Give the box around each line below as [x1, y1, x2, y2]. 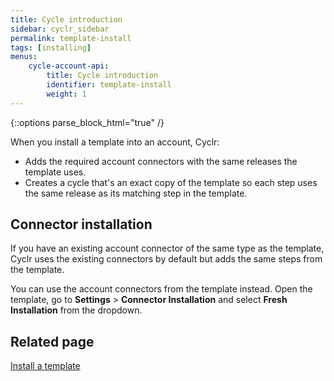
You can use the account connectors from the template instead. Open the [10, 283, 313, 295]
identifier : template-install [46, 80, 172, 90]
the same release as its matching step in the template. [24, 187, 248, 199]
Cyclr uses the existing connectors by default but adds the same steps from [10, 253, 323, 265]
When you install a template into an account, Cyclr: [10, 136, 220, 148]
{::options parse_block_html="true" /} [10, 116, 165, 128]
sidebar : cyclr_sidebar [10, 24, 110, 34]
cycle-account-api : [28, 61, 110, 71]
